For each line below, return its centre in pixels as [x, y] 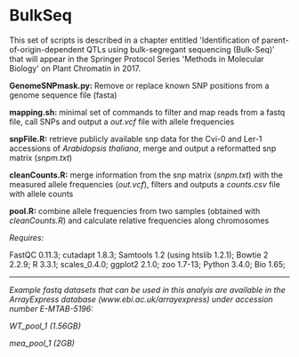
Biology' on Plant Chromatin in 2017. [75, 68]
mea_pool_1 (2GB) [42, 343]
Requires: [27, 237]
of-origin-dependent [47, 49]
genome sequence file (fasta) [63, 95]
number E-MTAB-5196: [51, 308]
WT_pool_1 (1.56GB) [45, 326]
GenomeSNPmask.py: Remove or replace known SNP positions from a [139, 85]
